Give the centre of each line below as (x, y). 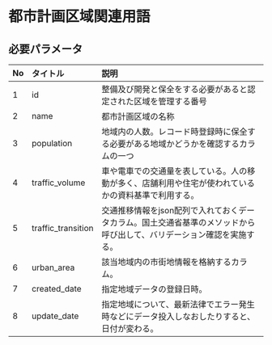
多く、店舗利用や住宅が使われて (178, 183)
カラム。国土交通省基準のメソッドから (182, 223)
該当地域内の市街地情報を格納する (166, 262)
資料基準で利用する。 (158, 195)
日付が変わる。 (130, 328)
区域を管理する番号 (170, 101)
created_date (57, 289)
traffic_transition (63, 228)
